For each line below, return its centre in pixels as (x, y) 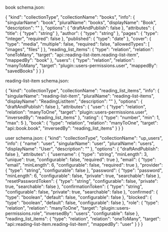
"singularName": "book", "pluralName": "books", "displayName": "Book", (81, 23)
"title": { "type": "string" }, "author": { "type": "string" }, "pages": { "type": (82, 33)
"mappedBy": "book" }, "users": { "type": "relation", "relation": (70, 60)
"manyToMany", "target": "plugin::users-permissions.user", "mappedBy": (81, 66)
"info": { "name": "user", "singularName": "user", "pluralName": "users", (80, 143)
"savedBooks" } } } (25, 71)
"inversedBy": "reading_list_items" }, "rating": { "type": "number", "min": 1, (83, 118)
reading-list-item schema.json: (37, 81)
